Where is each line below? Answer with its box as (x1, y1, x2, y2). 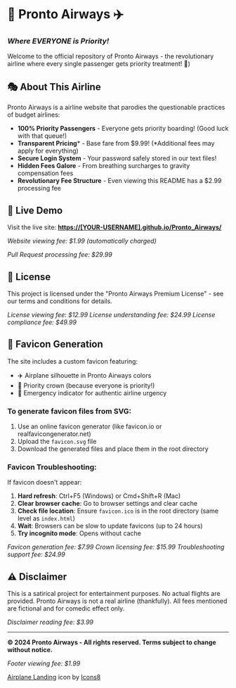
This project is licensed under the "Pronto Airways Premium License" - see (7, 289, 224, 298)
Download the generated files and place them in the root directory (17, 445, 209, 453)
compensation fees (17, 169, 74, 177)
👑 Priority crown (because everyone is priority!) (17, 381, 155, 390)
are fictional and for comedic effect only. (7, 604, 125, 613)
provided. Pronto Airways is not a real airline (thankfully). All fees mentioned (7, 597, 228, 606)
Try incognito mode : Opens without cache (17, 529, 142, 537)
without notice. (7, 646, 53, 654)
